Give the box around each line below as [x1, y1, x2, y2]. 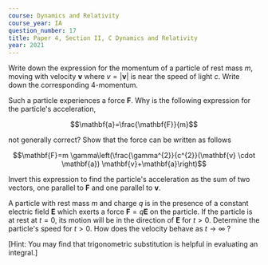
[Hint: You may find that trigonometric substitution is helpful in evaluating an [8, 239, 258, 249]
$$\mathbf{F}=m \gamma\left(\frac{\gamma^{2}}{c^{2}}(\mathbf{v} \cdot [12, 151, 256, 160]
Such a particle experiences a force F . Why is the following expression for [8, 96, 251, 105]
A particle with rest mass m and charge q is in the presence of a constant [8, 199, 249, 208]
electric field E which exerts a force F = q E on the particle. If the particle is [8, 207, 253, 216]
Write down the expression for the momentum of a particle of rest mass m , [8, 63, 254, 73]
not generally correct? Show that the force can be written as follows [8, 135, 231, 144]
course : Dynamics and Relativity [8, 11, 120, 20]
